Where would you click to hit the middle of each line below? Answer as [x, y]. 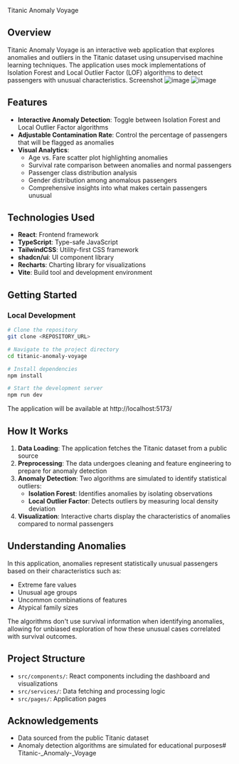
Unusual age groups [47, 592]
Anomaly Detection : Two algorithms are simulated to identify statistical [122, 478]
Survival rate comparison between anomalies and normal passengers [130, 165]
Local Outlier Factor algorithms [63, 127]
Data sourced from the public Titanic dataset [83, 738]
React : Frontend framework [58, 235]
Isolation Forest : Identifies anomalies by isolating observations [121, 493]
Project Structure [46, 659]
